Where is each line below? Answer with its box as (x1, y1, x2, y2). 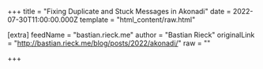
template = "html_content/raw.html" (79, 15, 196, 24)
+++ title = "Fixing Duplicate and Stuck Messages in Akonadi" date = (7, 7, 231, 16)
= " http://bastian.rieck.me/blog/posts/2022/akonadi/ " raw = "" (7, 38, 211, 48)
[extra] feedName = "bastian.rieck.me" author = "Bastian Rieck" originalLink (7, 31, 255, 39)
